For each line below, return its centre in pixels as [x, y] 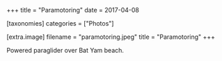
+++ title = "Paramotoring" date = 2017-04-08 [73, 10]
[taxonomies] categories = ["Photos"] [60, 23]
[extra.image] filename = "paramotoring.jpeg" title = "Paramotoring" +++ [111, 37]
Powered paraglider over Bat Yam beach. [65, 50]
